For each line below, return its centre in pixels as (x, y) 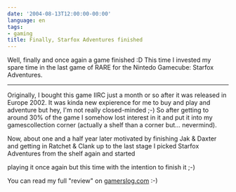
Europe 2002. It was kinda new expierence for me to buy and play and (109, 103)
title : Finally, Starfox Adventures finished (75, 40)
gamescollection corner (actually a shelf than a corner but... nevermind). (112, 125)
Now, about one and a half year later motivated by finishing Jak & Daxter (112, 139)
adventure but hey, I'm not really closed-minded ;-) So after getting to (108, 110)
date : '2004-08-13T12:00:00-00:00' (59, 14)
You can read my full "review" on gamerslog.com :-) (83, 181)
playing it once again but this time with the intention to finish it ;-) (101, 167)
